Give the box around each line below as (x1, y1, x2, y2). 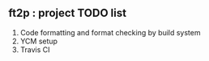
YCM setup (19, 36, 58, 46)
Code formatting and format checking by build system (19, 27, 201, 37)
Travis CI (19, 44, 50, 55)
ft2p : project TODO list (8, 6, 127, 20)
